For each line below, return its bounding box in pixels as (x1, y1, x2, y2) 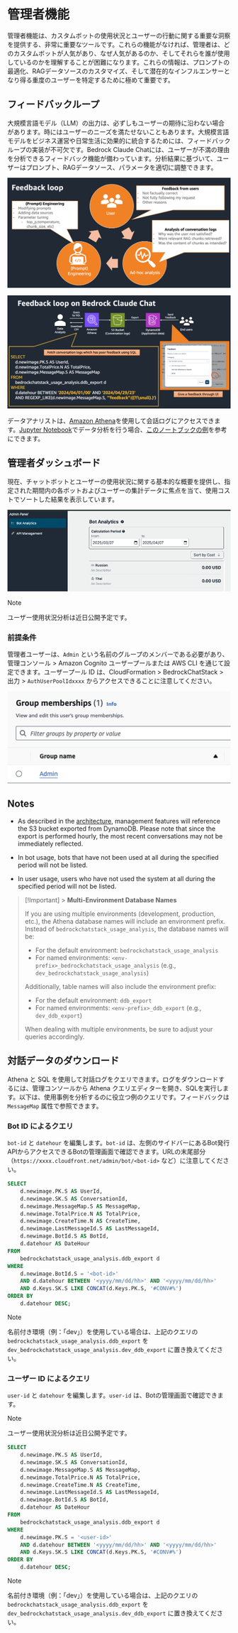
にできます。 (7, 434, 45, 442)
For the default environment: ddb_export (35, 995, 152, 1005)
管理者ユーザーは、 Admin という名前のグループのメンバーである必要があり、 (7, 650, 229, 659)
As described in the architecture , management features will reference (17, 816, 221, 825)
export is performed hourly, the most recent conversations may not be (17, 831, 223, 840)
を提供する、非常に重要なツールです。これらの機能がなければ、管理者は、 (7, 40, 225, 48)
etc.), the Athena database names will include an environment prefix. (24, 917, 225, 925)
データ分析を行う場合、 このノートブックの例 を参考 (77, 425, 227, 434)
